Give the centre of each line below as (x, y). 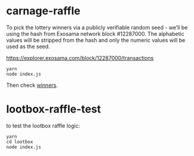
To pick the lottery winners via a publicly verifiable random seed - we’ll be (97, 27)
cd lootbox (20, 142)
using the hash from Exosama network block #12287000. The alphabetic (95, 33)
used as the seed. (28, 46)
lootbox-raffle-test (54, 109)
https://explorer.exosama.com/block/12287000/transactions (80, 58)
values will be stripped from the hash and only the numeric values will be (96, 40)
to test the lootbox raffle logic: (43, 126)
